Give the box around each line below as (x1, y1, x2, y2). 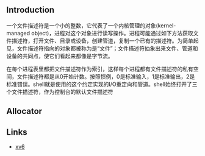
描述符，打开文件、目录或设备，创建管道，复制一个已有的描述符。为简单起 (11, 37, 199, 44)
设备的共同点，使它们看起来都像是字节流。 (6, 52, 113, 60)
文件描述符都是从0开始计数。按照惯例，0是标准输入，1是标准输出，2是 (16, 73, 195, 80)
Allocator (6, 106, 43, 116)
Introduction (6, 5, 55, 15)
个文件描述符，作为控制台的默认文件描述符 (6, 88, 113, 95)
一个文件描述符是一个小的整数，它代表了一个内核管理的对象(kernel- (6, 21, 176, 29)
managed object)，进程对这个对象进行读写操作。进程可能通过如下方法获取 (6, 29, 193, 37)
